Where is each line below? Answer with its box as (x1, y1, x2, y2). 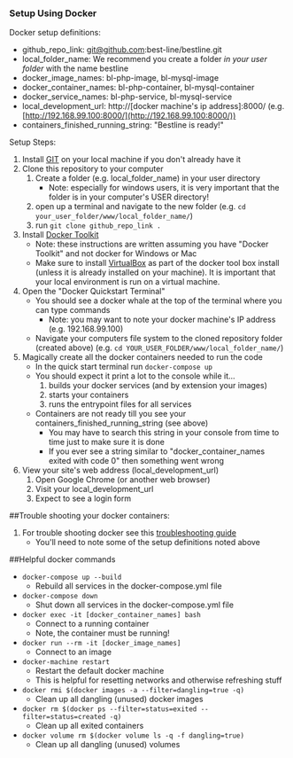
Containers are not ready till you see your (35, 409, 187, 419)
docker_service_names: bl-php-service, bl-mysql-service (21, 91, 233, 102)
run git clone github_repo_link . (35, 220, 161, 231)
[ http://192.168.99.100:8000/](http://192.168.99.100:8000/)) (21, 110, 236, 121)
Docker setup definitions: (9, 27, 102, 38)
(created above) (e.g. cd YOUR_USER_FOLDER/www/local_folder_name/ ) (35, 342, 284, 353)
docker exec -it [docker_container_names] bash (21, 611, 201, 620)
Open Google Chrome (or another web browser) (35, 474, 211, 485)
